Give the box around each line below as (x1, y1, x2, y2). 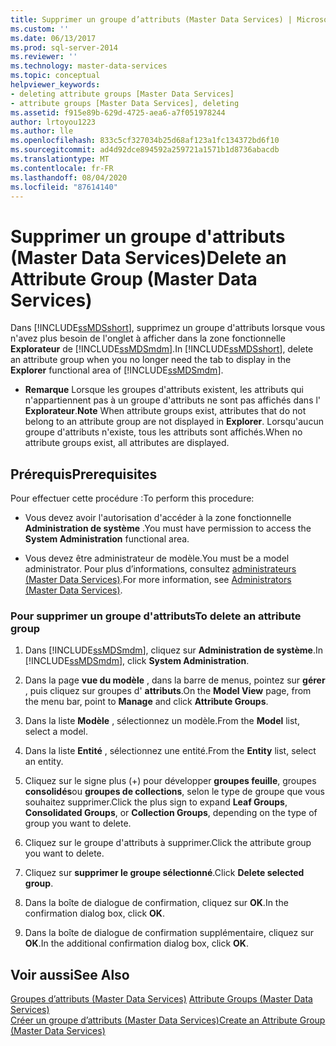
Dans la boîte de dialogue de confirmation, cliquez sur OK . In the (24, 897, 289, 909)
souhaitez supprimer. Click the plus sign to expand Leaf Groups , (24, 796, 288, 808)
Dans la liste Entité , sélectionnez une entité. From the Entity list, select (24, 745, 317, 757)
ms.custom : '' (10, 24, 70, 34)
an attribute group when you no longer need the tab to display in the (10, 354, 292, 366)
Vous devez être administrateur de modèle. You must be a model (24, 552, 290, 565)
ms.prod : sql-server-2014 (10, 42, 118, 53)
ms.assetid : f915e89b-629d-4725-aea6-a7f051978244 (10, 107, 226, 118)
